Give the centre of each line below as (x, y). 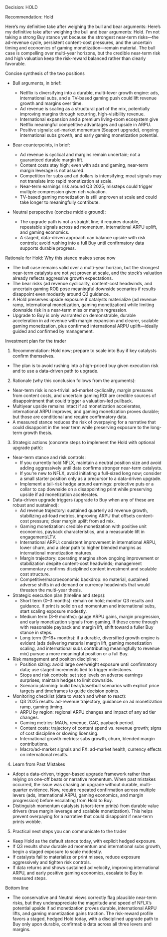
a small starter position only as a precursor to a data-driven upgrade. (91, 478)
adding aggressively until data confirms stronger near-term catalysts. (91, 468)
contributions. (34, 744)
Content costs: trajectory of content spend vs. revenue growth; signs (91, 728)
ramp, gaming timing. (42, 707)
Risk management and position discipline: (55, 659)
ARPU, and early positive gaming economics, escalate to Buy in (78, 873)
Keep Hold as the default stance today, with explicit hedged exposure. (84, 841)
